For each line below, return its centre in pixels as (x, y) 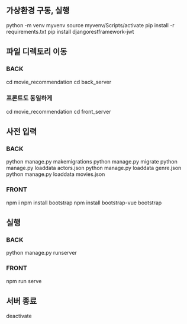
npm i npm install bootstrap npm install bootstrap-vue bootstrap (84, 203)
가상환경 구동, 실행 (38, 11)
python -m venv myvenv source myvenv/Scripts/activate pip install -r (90, 25)
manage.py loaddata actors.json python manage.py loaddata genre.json (94, 168)
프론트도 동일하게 (29, 98)
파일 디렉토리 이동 (37, 52)
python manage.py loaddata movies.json (56, 174)
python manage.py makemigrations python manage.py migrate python (92, 162)
